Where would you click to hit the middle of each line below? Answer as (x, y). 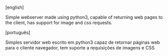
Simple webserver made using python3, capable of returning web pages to (84, 17)
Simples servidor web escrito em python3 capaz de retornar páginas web (83, 42)
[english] (15, 7)
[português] (18, 32)
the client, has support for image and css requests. (59, 23)
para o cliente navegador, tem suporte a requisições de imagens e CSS (80, 48)
